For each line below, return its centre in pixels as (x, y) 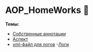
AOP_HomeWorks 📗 (47, 10)
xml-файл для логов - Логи (41, 44)
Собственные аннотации (39, 33)
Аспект (20, 39)
